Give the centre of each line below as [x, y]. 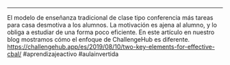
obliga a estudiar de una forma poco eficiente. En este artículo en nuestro [111, 32]
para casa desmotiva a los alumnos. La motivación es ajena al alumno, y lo [112, 25]
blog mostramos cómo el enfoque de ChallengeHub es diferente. [99, 39]
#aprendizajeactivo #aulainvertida [71, 54]
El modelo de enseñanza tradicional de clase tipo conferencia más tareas [110, 17]
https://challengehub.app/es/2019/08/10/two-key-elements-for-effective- [111, 47]
